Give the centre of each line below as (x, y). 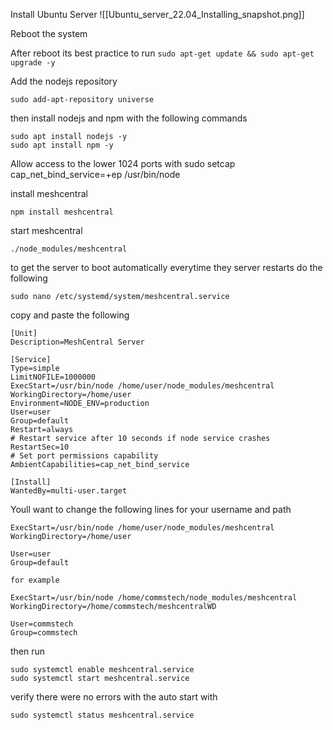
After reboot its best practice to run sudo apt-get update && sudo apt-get (162, 53)
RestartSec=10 (40, 447)
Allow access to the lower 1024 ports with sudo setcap (123, 163)
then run (28, 651)
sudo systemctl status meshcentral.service (102, 715)
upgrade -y (33, 63)
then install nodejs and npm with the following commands (129, 118)
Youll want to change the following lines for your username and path (151, 509)
